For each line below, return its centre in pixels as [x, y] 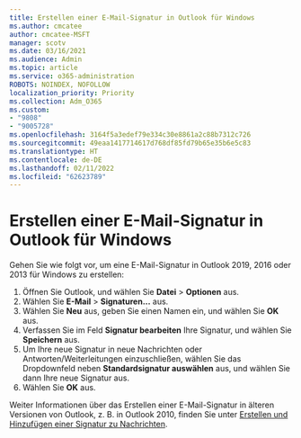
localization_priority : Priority [72, 93]
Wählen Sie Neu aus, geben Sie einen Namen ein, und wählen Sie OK [150, 311]
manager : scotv [38, 43]
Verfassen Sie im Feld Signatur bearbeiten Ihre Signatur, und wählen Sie [157, 330]
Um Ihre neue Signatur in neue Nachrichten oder [112, 349]
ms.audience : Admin [46, 59]
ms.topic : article [44, 68]
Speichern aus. [51, 340]
